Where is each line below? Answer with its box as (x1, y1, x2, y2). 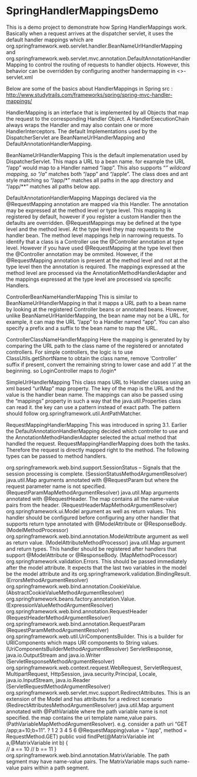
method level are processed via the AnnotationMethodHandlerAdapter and (6, 269, 187, 276)
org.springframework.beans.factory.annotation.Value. (6, 595, 136, 602)
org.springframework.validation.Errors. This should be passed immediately (6, 557, 187, 565)
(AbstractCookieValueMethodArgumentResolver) (6, 589, 125, 596)
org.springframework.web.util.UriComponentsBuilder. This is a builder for (6, 633, 184, 640)
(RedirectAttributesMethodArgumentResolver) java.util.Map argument (6, 702, 175, 709)
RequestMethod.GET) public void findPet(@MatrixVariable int (6, 733, 154, 740)
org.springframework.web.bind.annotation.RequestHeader (6, 607, 148, 615)
